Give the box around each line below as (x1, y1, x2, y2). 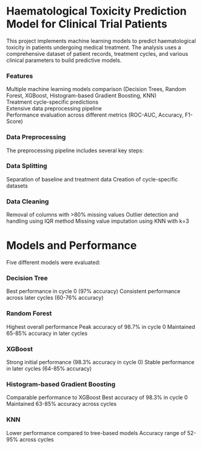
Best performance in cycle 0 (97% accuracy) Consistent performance (6, 288, 181, 295)
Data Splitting (6, 162, 47, 170)
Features (6, 72, 33, 80)
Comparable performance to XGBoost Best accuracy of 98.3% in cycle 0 (6, 394, 188, 401)
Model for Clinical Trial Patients (6, 17, 168, 31)
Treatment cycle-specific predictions (6, 98, 99, 106)
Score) (6, 118, 23, 125)
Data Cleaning (6, 197, 49, 206)
